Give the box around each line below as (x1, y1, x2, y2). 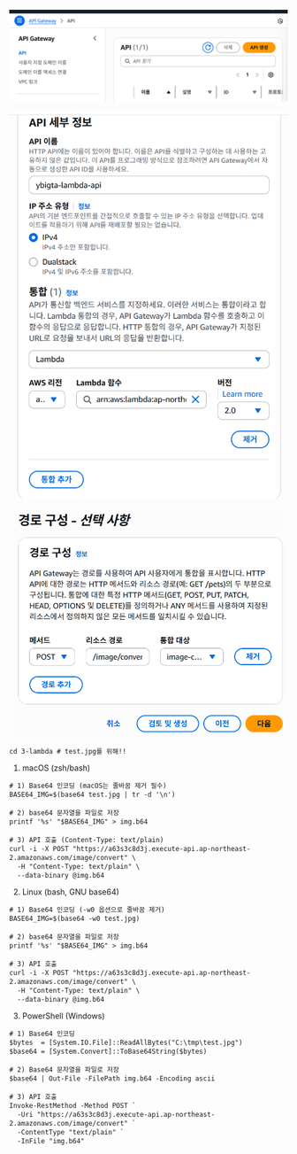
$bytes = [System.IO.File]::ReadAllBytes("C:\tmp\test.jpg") (9, 1038, 243, 1048)
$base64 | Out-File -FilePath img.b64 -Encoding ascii (9, 1074, 216, 1083)
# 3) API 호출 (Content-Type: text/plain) (9, 836, 164, 845)
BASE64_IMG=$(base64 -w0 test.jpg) (9, 914, 141, 924)
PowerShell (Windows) (21, 1011, 105, 1021)
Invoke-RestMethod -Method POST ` (9, 1102, 137, 1111)
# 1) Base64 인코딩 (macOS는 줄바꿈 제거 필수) (9, 781, 167, 791)
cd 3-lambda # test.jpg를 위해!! (9, 747, 126, 756)
